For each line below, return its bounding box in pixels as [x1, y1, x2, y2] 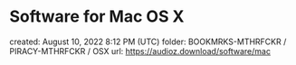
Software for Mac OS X [9, 6, 185, 27]
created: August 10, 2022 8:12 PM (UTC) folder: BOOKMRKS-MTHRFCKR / [9, 36, 287, 47]
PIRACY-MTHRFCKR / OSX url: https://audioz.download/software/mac [9, 45, 272, 56]
